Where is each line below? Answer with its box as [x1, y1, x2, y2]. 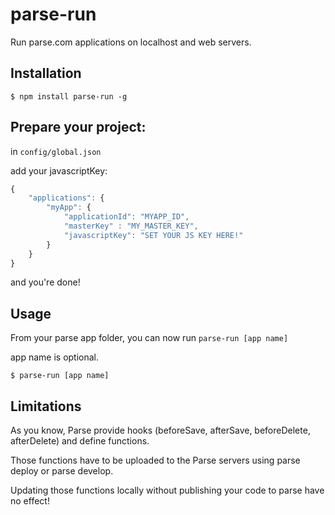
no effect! [10, 495, 50, 507]
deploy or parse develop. [10, 465, 114, 477]
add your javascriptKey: [10, 164, 108, 177]
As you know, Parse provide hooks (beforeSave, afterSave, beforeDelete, [10, 424, 311, 437]
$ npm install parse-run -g [10, 91, 128, 102]
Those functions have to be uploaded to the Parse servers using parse [10, 454, 301, 467]
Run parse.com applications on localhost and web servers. [10, 36, 252, 48]
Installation [10, 65, 82, 82]
